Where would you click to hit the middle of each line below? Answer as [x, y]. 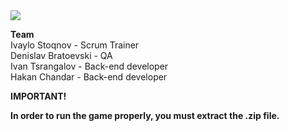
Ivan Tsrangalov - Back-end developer [89, 66]
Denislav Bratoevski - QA [61, 55]
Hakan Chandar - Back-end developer [89, 77]
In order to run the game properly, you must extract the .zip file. [145, 115]
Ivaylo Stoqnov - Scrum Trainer [75, 45]
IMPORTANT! [38, 96]
